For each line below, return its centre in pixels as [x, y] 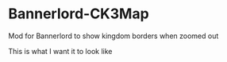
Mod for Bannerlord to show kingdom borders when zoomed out [113, 36]
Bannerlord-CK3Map [79, 14]
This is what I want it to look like [60, 51]
